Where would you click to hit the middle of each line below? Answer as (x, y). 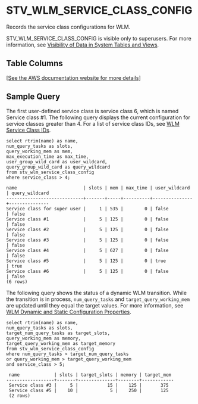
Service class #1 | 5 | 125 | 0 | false (87, 219)
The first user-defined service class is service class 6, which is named (92, 111)
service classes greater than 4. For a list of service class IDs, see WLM (93, 123)
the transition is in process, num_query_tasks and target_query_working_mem (98, 299)
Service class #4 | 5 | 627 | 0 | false (87, 250)
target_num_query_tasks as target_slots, (58, 333)
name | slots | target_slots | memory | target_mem (90, 375)
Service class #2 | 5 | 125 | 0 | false (87, 229)
